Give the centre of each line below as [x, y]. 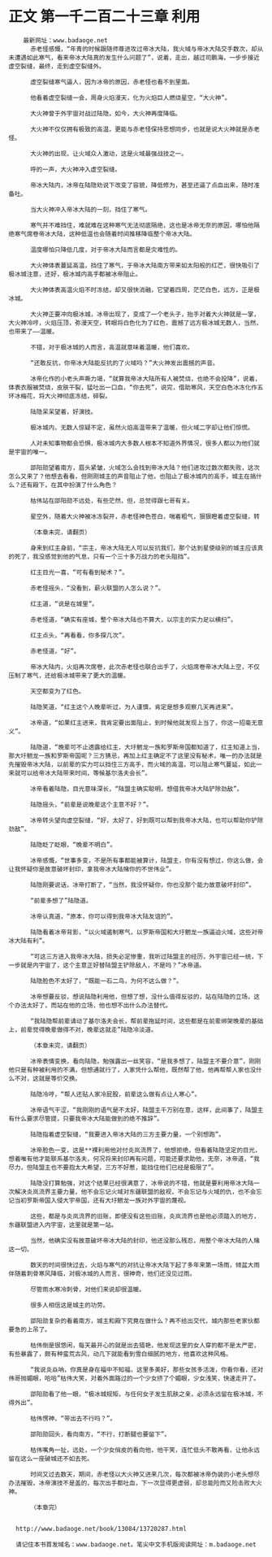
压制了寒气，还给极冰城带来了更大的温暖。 [69, 676]
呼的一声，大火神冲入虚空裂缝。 [76, 169]
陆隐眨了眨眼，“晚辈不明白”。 [73, 845]
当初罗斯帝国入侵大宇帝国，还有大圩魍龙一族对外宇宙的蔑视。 [102, 1200]
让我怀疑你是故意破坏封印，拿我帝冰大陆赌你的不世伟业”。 [92, 869]
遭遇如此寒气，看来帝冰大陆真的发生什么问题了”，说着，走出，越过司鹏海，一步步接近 [137, 58]
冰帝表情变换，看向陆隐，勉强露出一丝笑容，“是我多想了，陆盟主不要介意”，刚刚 [145, 1061]
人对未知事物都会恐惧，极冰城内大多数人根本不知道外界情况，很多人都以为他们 [142, 443]
